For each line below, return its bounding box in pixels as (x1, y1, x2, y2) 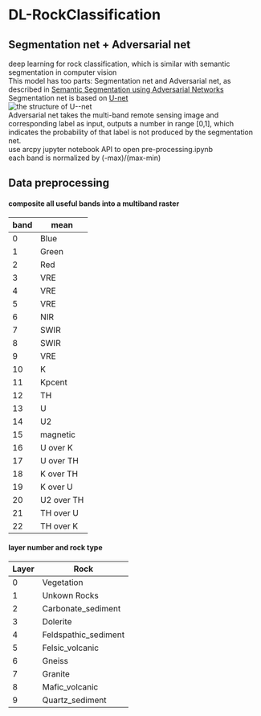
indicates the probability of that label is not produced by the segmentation (8, 127, 254, 137)
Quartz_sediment (42, 694, 107, 706)
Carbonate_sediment (42, 603, 121, 614)
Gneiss (42, 655, 68, 666)
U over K (39, 442, 74, 453)
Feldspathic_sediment (42, 629, 125, 640)
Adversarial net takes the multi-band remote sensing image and (8, 110, 219, 120)
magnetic (39, 429, 76, 440)
